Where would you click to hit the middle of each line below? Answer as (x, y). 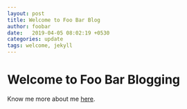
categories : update (35, 39)
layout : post (26, 13)
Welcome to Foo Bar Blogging (94, 80)
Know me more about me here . (51, 99)
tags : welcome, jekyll (40, 46)
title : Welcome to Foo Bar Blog (54, 20)
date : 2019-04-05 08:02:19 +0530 (59, 33)
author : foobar (29, 26)
